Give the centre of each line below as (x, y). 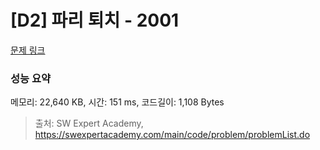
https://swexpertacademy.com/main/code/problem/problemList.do (172, 135)
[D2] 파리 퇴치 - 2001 (95, 20)
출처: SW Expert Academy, (89, 123)
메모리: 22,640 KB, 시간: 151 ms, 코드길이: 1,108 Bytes (117, 102)
